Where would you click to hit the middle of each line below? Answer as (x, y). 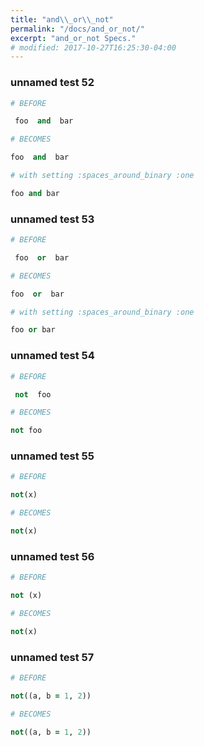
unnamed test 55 (52, 456)
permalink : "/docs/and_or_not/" (77, 29)
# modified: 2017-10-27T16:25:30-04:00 (93, 47)
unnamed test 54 (52, 356)
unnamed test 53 (52, 219)
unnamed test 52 (52, 83)
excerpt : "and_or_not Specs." (73, 38)
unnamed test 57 (52, 657)
